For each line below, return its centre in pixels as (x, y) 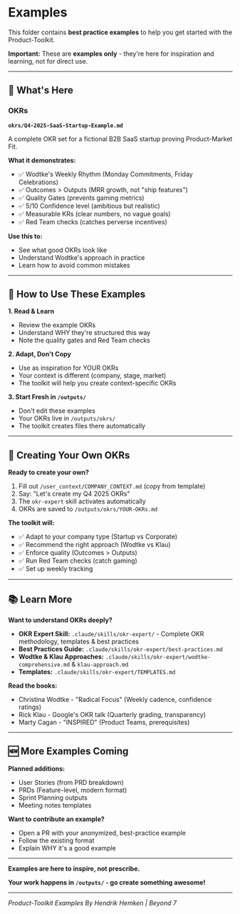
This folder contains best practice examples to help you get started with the (120, 32)
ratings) (30, 707)
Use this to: (25, 236)
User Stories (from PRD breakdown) (71, 782)
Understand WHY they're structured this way (84, 333)
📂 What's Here (41, 90)
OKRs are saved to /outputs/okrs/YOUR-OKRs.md (88, 509)
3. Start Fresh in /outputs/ (47, 397)
